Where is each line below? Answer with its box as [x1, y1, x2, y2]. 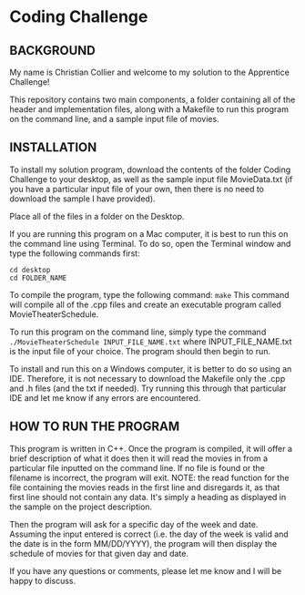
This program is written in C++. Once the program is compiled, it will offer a [9, 443, 293, 454]
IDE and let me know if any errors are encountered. [9, 392, 201, 403]
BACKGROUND [9, 43, 96, 58]
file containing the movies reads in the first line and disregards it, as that [9, 481, 280, 493]
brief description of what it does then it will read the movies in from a [9, 453, 269, 464]
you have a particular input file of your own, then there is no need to [9, 183, 264, 194]
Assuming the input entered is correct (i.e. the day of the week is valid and [9, 528, 289, 539]
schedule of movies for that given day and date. [9, 548, 189, 559]
